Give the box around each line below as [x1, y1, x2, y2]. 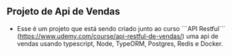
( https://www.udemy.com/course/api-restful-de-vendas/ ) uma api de [16, 32, 219, 40]
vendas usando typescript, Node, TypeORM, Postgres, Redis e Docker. [16, 39, 224, 48]
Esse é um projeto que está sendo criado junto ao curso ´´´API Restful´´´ [16, 24, 226, 32]
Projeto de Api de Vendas [6, 6, 121, 18]
